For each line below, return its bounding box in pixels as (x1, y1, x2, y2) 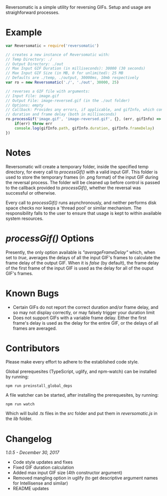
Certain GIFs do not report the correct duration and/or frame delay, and (12, 304, 159, 310)
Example (5, 27, 42, 38)
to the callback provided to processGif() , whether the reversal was (5, 185, 141, 191)
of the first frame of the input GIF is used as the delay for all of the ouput (5, 265, 154, 271)
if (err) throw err (14, 121, 53, 126)
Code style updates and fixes (12, 459, 73, 465)
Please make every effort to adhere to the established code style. (5, 359, 139, 365)
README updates (12, 486, 49, 492)
